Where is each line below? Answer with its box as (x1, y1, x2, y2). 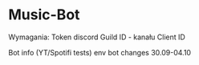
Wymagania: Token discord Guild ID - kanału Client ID (8, 32, 186, 42)
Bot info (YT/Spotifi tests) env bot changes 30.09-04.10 (8, 47, 191, 57)
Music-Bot (8, 6, 80, 24)
